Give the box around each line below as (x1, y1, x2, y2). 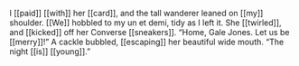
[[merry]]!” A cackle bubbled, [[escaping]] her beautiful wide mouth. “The (9, 36, 285, 47)
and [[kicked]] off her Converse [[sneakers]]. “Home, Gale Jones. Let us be (9, 27, 290, 37)
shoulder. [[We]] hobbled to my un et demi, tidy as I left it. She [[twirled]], (9, 17, 282, 28)
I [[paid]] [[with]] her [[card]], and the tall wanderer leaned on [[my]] (9, 8, 264, 18)
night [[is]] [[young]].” (9, 46, 91, 57)
